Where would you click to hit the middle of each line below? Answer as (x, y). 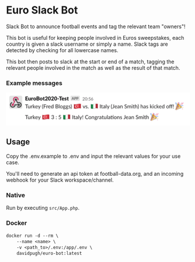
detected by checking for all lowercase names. (62, 50)
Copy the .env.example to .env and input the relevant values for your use (93, 156)
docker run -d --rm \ (32, 236)
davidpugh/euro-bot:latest (49, 254)
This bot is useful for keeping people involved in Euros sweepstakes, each (95, 38)
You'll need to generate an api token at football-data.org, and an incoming (95, 173)
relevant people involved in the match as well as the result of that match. (93, 67)
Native (15, 195)
